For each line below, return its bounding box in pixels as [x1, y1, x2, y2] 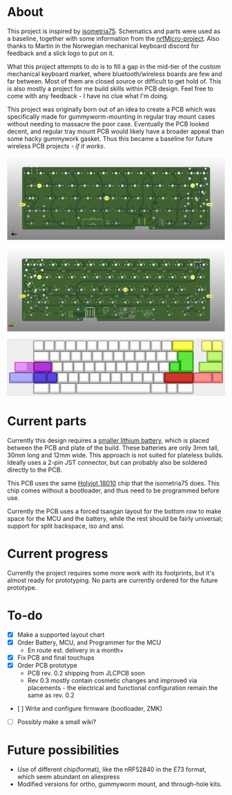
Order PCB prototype [17, 661, 78, 670]
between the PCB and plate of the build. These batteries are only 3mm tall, [7, 443, 220, 452]
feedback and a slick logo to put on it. [7, 49, 115, 57]
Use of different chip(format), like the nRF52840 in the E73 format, [17, 765, 207, 774]
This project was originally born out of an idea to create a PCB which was [7, 105, 216, 113]
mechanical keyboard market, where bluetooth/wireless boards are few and [7, 70, 222, 78]
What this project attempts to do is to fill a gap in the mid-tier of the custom [7, 62, 221, 70]
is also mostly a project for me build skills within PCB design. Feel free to [7, 84, 214, 93]
